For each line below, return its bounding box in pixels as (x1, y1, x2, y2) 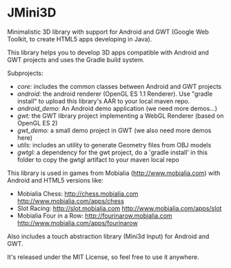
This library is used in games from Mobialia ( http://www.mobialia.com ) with (7, 169, 221, 177)
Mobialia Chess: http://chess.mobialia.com (17, 189, 139, 198)
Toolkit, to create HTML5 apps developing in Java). (7, 34, 152, 43)
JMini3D (7, 5, 57, 21)
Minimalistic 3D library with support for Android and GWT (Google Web (7, 28, 209, 36)
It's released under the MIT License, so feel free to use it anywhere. (7, 253, 199, 261)
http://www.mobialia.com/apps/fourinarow (17, 218, 138, 227)
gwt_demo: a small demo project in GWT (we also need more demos (17, 126, 212, 134)
